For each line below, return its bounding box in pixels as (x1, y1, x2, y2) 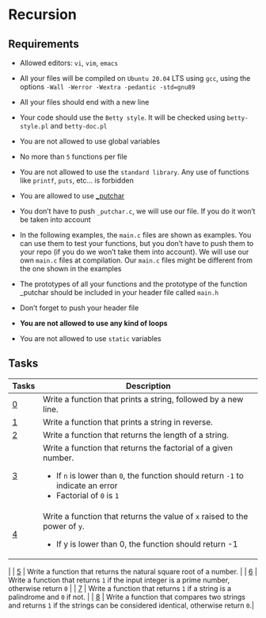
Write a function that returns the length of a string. (43, 429, 230, 440)
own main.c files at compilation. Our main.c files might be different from (19, 255, 253, 265)
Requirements (8, 37, 79, 51)
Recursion (8, 6, 77, 24)
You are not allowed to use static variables (19, 334, 161, 343)
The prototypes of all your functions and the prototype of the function (19, 279, 248, 289)
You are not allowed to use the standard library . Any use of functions (19, 167, 249, 176)
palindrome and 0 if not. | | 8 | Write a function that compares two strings (8, 592, 245, 601)
